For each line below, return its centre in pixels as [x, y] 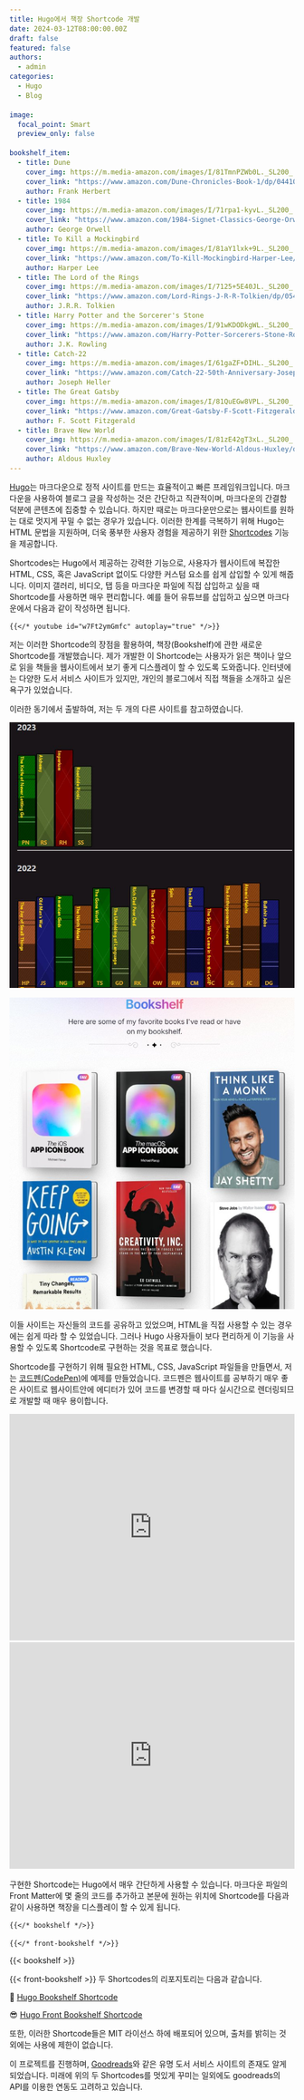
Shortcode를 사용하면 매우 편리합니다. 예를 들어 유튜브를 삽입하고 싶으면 [138, 596]
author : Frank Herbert [68, 191]
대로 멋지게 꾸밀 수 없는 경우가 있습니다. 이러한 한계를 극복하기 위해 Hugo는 [152, 520]
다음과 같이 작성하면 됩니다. [81, 608]
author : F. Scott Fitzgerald [81, 421]
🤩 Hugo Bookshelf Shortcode [64, 1997]
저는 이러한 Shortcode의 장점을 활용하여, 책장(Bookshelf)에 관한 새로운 [136, 644]
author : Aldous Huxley [68, 459]
